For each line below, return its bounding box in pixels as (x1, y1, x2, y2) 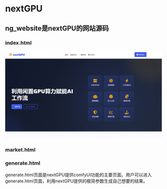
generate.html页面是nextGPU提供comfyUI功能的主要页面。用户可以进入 (5, 172, 152, 178)
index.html (5, 39, 32, 46)
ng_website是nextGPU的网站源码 (5, 24, 109, 32)
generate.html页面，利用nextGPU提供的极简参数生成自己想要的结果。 (5, 178, 148, 184)
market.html (5, 146, 36, 153)
